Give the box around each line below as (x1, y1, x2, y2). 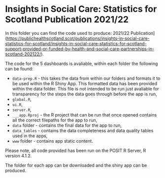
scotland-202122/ (5, 51, 41, 57)
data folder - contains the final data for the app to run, (12, 122, 122, 128)
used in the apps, (12, 133, 48, 139)
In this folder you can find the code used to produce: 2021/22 (5, 30, 130, 36)
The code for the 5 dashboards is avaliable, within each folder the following (5, 60, 158, 66)
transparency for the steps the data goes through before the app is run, (12, 91, 158, 97)
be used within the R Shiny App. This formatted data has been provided (12, 80, 158, 87)
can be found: (5, 65, 33, 72)
